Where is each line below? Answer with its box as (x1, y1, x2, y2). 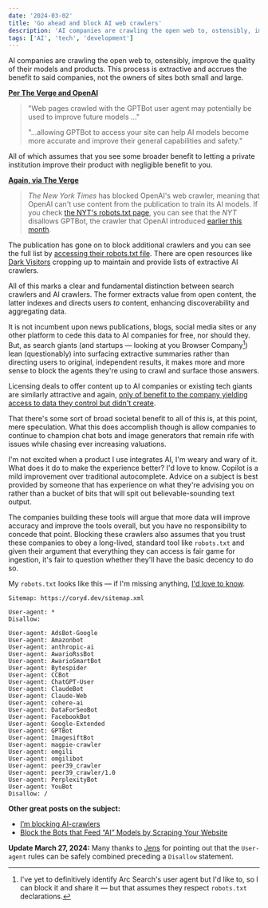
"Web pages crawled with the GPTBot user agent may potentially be (27, 104, 252, 113)
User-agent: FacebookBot (8, 713, 91, 720)
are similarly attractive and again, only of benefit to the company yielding (8, 389, 249, 399)
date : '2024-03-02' (8, 11, 73, 20)
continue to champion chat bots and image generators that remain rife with (8, 430, 254, 440)
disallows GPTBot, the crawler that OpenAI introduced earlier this (27, 216, 242, 226)
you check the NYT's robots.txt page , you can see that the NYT (27, 208, 238, 218)
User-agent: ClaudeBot (8, 685, 84, 693)
